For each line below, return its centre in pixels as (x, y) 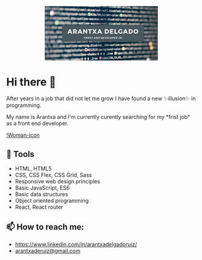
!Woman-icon (23, 135)
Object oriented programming (52, 201)
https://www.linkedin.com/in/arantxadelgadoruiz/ (76, 244)
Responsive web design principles (58, 182)
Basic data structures (41, 194)
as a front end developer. (37, 124)
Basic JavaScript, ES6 (42, 188)
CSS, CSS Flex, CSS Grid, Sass (53, 175)
